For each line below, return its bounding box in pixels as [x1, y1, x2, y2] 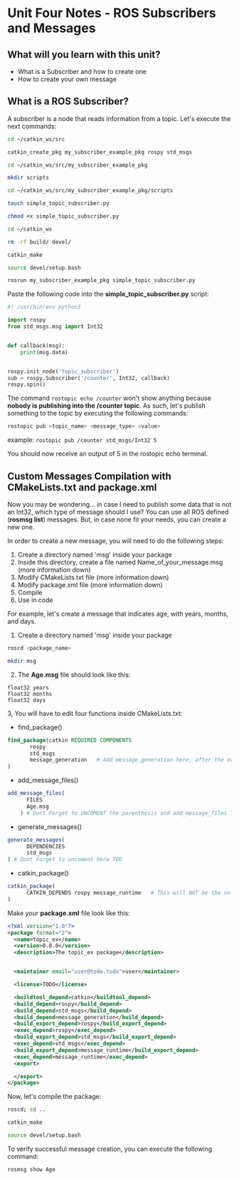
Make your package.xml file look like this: [7, 909, 130, 917]
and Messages [7, 20, 96, 36]
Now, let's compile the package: [7, 1092, 102, 1101]
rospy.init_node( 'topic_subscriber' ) [7, 368, 119, 375]
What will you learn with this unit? [7, 48, 161, 60]
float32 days [7, 696, 46, 704]
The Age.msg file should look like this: [17, 670, 131, 679]
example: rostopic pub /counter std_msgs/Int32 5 [7, 436, 157, 444]
